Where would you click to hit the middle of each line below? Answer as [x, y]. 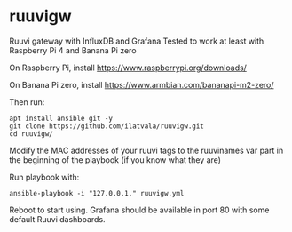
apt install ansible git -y [61, 118]
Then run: [27, 102]
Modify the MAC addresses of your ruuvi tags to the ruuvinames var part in [146, 150]
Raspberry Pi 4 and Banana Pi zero [73, 50]
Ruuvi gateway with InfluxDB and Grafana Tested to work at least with [137, 41]
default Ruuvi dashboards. [57, 219]
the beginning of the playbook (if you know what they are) [115, 160]
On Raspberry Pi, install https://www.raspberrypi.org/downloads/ [128, 68]
